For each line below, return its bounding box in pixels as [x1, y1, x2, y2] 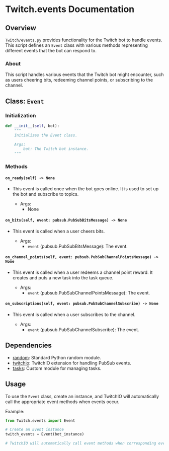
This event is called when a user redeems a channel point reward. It [12, 269, 153, 275]
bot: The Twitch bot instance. [23, 146, 89, 152]
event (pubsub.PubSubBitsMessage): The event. [27, 243, 128, 249]
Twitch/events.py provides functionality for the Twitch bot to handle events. [5, 37, 162, 43]
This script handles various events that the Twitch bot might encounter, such [5, 71, 164, 78]
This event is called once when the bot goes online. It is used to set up [12, 186, 159, 192]
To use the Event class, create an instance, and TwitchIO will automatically [5, 393, 159, 399]
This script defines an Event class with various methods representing [5, 42, 148, 48]
